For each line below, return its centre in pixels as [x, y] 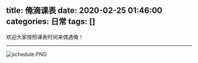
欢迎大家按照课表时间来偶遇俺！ [45, 37]
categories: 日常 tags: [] [51, 21]
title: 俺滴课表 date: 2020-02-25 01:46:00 [84, 11]
